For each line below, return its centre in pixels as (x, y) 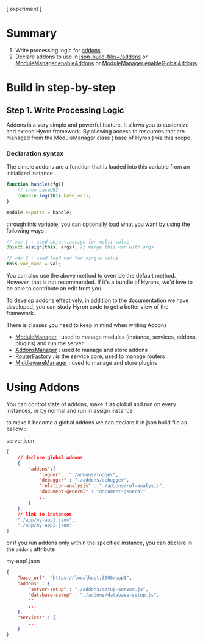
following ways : (27, 230)
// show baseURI (38, 190)
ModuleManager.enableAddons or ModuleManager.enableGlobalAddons (106, 63)
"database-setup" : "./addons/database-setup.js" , (94, 595)
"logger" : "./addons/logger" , (79, 474)
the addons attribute (31, 549)
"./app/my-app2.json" (45, 525)
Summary (31, 33)
